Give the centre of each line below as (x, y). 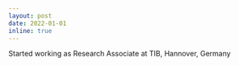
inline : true (30, 31)
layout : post (30, 16)
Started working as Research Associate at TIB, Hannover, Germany (120, 54)
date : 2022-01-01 (38, 23)
